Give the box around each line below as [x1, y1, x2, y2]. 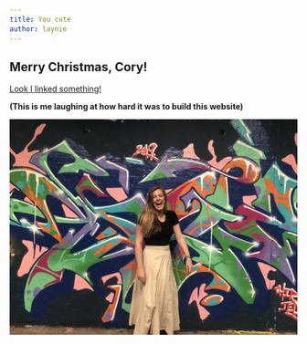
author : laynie [9, 24, 68, 34]
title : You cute [9, 15, 71, 24]
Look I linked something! [9, 83, 102, 95]
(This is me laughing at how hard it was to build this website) [9, 101, 244, 112]
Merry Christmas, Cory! [9, 59, 148, 75]
